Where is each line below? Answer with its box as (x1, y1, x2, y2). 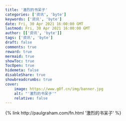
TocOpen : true (5, 63, 35, 68)
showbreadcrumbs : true (5, 77, 52, 82)
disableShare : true (5, 72, 46, 77)
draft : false (5, 40, 32, 45)
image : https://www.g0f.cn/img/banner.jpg (14, 86, 104, 91)
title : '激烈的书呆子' (5, 7, 48, 12)
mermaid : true (5, 53, 35, 59)
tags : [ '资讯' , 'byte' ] (5, 35, 53, 40)
